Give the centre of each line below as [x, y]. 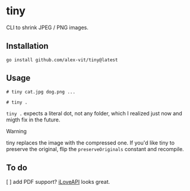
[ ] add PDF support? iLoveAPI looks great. [58, 182]
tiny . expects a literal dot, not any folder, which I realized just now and [94, 113]
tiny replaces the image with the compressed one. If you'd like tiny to [91, 143]
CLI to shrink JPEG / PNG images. [47, 27]
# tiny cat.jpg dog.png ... [41, 92]
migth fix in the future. [33, 120]
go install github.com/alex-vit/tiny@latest [62, 60]
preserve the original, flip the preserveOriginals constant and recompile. [95, 149]
